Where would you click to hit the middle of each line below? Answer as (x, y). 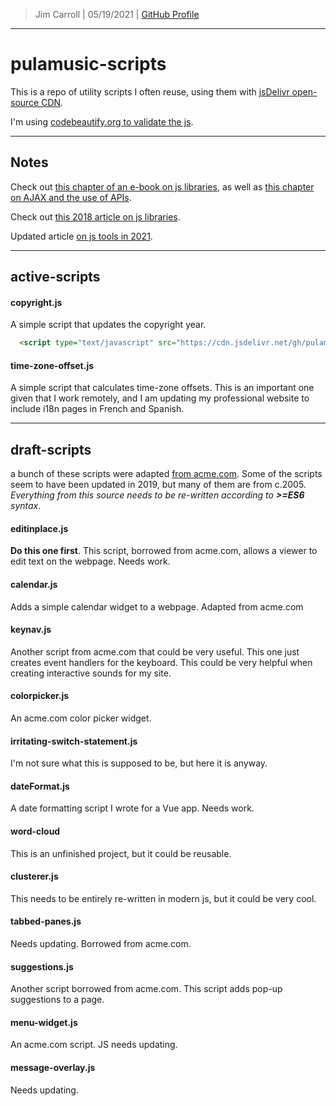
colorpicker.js (40, 696)
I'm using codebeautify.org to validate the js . (102, 121)
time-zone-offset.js (52, 365)
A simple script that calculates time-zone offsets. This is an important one (162, 388)
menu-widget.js (44, 1022)
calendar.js (34, 585)
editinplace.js (39, 528)
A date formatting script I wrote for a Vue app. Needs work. (132, 808)
